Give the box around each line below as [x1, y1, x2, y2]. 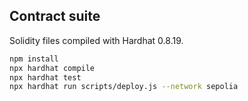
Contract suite [9, 8, 101, 25]
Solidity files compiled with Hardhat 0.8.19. [9, 34, 184, 46]
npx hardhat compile [9, 63, 96, 73]
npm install [9, 54, 59, 64]
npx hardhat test [9, 72, 82, 83]
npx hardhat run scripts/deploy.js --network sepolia [9, 82, 239, 92]
